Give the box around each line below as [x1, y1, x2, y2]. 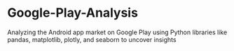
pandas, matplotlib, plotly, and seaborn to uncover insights [7, 35, 177, 43]
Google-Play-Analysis [7, 5, 139, 21]
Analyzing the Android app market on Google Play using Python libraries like [7, 28, 228, 36]
